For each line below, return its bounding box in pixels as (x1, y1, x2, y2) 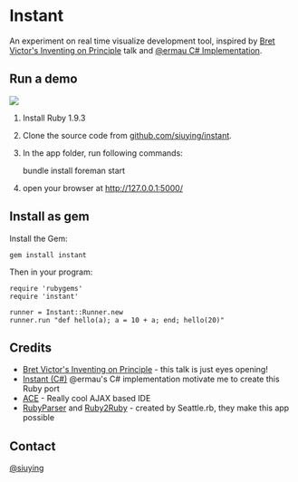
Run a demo (9, 72, 78, 87)
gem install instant (9, 250, 88, 259)
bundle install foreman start (22, 165, 125, 176)
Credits (9, 340, 53, 355)
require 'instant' (9, 292, 79, 301)
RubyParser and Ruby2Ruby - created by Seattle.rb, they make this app (22, 402, 290, 413)
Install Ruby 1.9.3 (22, 112, 86, 123)
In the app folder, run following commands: (22, 147, 183, 159)
